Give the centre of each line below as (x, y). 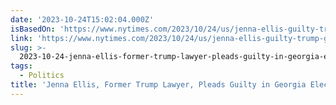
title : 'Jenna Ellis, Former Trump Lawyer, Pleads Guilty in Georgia (158, 85)
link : (21, 38)
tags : (21, 66)
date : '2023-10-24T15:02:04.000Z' (82, 19)
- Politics (42, 76)
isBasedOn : (33, 29)
